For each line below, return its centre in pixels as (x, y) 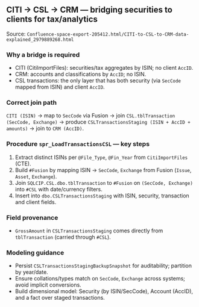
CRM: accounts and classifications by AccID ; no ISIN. (81, 74)
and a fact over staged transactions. (60, 298)
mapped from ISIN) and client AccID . (60, 87)
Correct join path (32, 103)
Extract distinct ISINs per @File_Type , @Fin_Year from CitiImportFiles (101, 157)
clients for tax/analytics (52, 20)
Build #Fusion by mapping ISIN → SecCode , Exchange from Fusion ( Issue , (103, 170)
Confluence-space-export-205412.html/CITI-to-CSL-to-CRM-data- (108, 34)
